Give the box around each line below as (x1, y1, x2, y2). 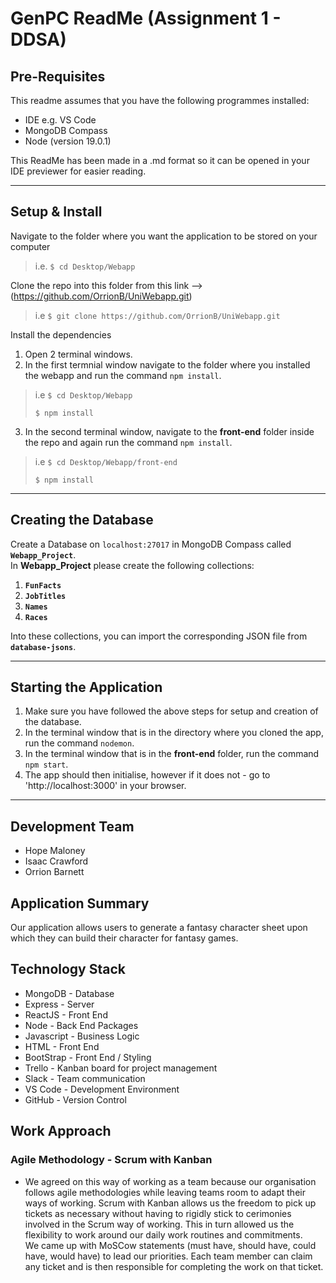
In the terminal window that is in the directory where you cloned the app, (24, 727, 324, 739)
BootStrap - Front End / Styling (24, 1051, 152, 1063)
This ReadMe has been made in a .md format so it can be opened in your (10, 155, 310, 166)
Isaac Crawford (24, 855, 89, 867)
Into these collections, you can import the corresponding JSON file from (10, 630, 308, 642)
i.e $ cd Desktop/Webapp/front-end (34, 455, 178, 467)
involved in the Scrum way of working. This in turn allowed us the (24, 1218, 295, 1230)
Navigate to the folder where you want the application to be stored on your (10, 230, 318, 242)
